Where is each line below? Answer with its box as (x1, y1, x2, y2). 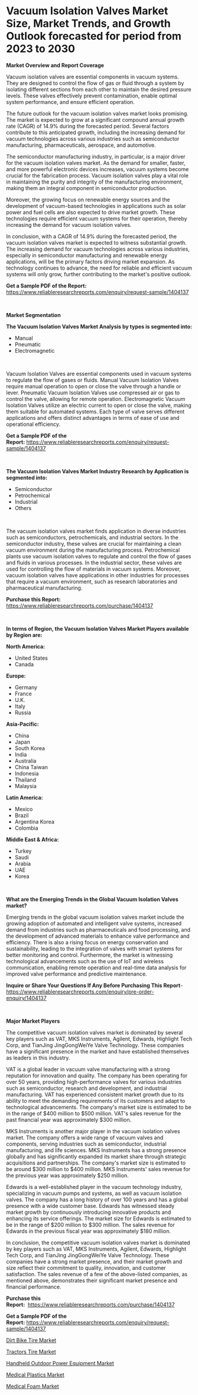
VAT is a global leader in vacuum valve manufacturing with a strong (6, 1065, 170, 1073)
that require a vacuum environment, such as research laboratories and (6, 578, 177, 585)
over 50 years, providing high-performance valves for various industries (6, 1078, 182, 1085)
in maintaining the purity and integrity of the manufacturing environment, (6, 178, 183, 185)
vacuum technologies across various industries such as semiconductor (6, 135, 180, 142)
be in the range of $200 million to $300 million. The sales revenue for (6, 1221, 176, 1228)
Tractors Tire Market (6, 1348, 56, 1355)
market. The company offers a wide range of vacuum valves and (6, 1134, 164, 1141)
